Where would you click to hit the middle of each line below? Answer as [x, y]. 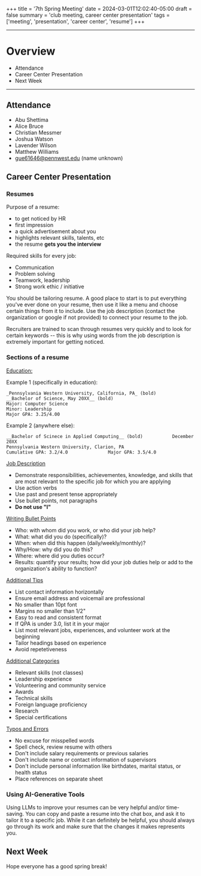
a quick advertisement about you [55, 231]
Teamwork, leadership [42, 280]
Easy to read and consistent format [58, 617]
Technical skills [33, 698]
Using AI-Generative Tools [45, 794]
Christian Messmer [38, 132]
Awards [24, 692]
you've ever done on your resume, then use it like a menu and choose [92, 305]
